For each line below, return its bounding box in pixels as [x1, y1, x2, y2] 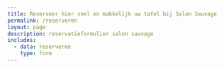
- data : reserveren [13, 43, 72, 50]
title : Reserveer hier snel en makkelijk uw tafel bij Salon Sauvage [7, 10, 218, 18]
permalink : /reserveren [7, 17, 78, 24]
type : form [20, 50, 52, 57]
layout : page [7, 23, 46, 30]
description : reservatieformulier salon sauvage [7, 30, 154, 38]
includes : [7, 37, 37, 44]
